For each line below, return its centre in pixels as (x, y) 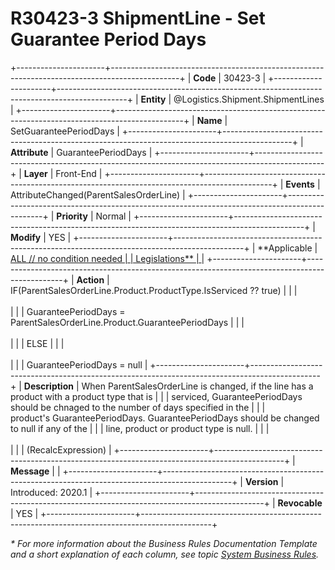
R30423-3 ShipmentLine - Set (138, 18)
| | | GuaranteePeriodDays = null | (79, 364)
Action (90, 279)
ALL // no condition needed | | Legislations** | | (107, 258)
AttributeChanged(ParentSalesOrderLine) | (98, 194)
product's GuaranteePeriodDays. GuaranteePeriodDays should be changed (165, 418)
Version (261, 481)
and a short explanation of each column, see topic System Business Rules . (165, 554)
